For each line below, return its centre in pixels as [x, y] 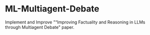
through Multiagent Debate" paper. [40, 27]
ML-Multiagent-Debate [52, 9]
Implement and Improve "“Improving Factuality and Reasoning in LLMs [75, 22]
